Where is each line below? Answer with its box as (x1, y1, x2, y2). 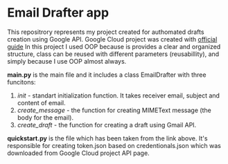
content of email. (17, 98, 66, 107)
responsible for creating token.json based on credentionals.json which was (7, 141, 222, 149)
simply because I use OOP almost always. (7, 57, 127, 65)
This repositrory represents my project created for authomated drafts (7, 28, 204, 36)
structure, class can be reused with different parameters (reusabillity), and (7, 50, 220, 58)
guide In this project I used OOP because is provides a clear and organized (7, 42, 221, 51)
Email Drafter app (7, 5, 109, 21)
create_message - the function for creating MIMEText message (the (17, 106, 211, 114)
